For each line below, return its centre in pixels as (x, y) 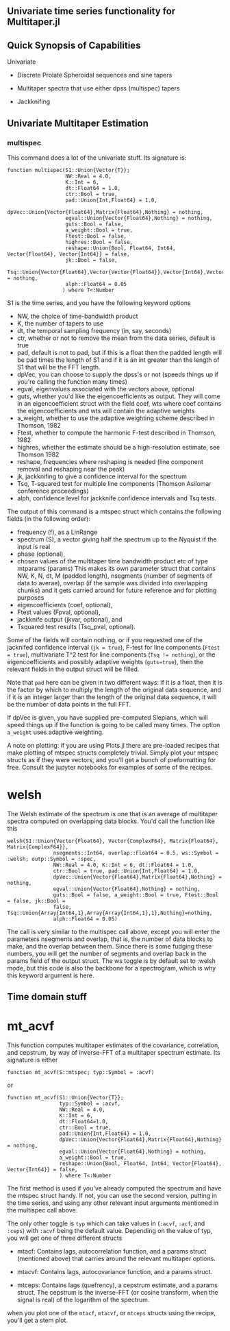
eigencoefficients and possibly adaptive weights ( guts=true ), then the (105, 661)
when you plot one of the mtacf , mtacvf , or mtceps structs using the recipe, (112, 1313)
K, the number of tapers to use (60, 323)
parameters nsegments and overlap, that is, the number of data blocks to (110, 939)
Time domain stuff (47, 997)
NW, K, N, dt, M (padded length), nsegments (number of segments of (114, 576)
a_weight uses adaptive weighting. (55, 732)
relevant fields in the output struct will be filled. (73, 669)
